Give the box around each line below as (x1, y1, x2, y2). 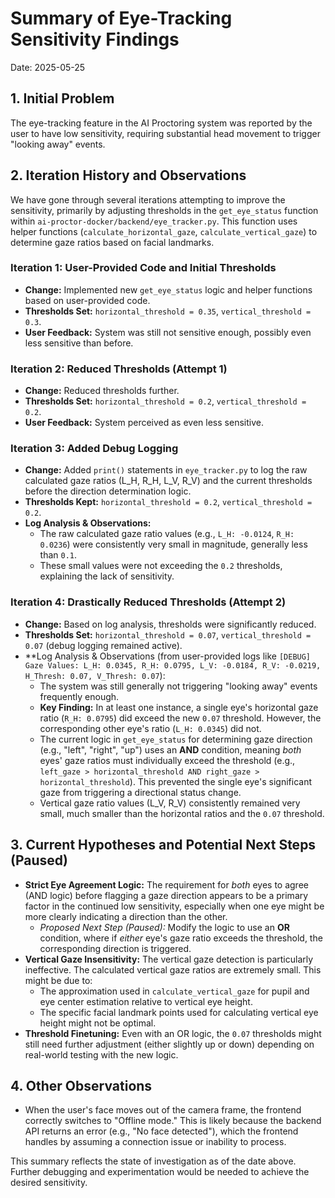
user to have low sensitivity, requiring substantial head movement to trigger (10, 127, 321, 139)
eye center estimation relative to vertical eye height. (39, 995, 253, 1007)
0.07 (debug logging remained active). (24, 639, 183, 651)
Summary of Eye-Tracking (10, 7, 233, 30)
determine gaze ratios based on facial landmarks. (10, 236, 215, 248)
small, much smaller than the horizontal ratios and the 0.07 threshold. (39, 807, 325, 819)
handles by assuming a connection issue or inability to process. (24, 1136, 287, 1148)
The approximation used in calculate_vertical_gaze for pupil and (39, 985, 310, 997)
